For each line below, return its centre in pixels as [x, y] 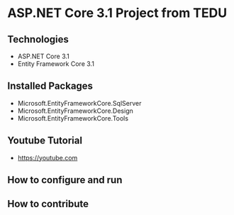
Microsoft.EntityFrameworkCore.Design [75, 111]
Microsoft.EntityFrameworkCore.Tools [73, 118]
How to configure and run [65, 180]
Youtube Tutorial [45, 141]
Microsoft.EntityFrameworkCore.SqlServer [79, 103]
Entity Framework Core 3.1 [56, 64]
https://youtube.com [48, 158]
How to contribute [48, 204]
